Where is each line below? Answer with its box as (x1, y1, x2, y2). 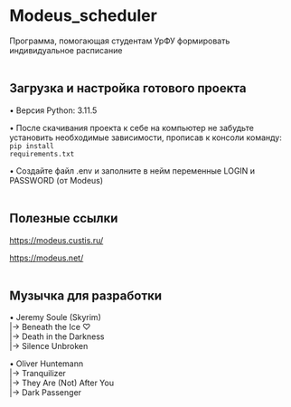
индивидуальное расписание (9, 44, 123, 55)
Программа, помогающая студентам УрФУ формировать (9, 35, 230, 46)
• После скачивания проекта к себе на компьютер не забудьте (9, 122, 255, 133)
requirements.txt (9, 149, 75, 158)
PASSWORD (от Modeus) (9, 175, 104, 185)
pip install (9, 141, 54, 150)
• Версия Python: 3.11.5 (9, 105, 98, 116)
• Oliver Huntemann (9, 358, 84, 369)
